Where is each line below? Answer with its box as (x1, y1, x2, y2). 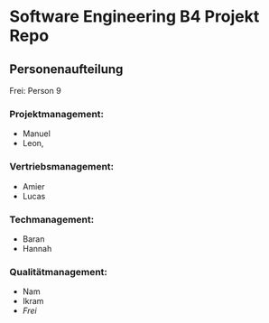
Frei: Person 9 (9, 86, 61, 96)
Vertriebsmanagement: (9, 161, 115, 173)
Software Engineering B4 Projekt (9, 6, 260, 27)
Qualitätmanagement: (9, 265, 108, 278)
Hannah (22, 243, 52, 254)
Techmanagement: (9, 213, 95, 226)
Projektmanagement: (9, 107, 105, 120)
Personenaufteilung (9, 61, 124, 77)
